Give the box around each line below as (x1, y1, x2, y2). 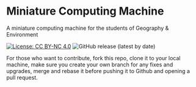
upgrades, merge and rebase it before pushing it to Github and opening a (6, 67, 191, 74)
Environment (6, 30, 38, 38)
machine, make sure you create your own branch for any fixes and (6, 61, 173, 68)
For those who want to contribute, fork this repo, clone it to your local (6, 54, 181, 61)
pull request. (6, 74, 38, 81)
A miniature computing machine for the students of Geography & (6, 24, 169, 32)
